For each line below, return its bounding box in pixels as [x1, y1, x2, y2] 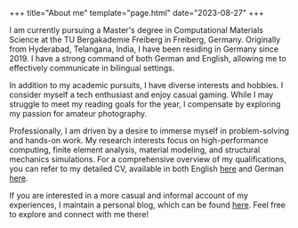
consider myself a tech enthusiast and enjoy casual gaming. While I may [9, 89, 274, 100]
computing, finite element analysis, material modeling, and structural [9, 144, 261, 155]
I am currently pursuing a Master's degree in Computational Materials [9, 25, 264, 35]
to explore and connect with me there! [9, 209, 149, 219]
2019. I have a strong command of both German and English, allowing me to [9, 53, 286, 63]
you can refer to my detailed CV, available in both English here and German [9, 164, 285, 174]
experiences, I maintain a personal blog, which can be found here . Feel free [9, 199, 286, 210]
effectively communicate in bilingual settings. [9, 62, 175, 73]
